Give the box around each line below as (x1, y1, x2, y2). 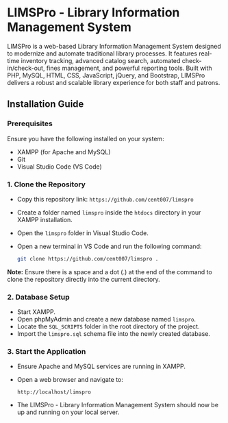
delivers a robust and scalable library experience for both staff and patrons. (7, 78, 220, 86)
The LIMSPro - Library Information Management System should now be (16, 401, 219, 409)
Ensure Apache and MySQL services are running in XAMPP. (16, 362, 186, 371)
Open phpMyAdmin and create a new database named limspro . (16, 315, 197, 324)
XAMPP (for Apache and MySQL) (16, 147, 111, 156)
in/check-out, (7, 64, 45, 72)
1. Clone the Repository (7, 180, 86, 189)
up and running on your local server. (16, 408, 120, 416)
